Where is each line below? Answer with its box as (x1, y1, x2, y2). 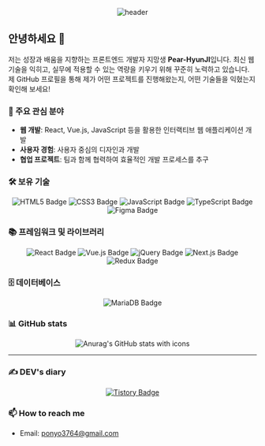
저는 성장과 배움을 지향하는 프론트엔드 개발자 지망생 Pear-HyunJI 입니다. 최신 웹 (8, 54, 255, 64)
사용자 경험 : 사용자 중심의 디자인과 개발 (19, 145, 140, 154)
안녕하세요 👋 (8, 32, 65, 46)
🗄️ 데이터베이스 (8, 277, 61, 288)
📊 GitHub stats (8, 318, 68, 329)
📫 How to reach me (8, 407, 85, 418)
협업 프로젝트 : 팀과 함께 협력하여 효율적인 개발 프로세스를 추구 (19, 154, 209, 165)
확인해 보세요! (8, 84, 51, 94)
